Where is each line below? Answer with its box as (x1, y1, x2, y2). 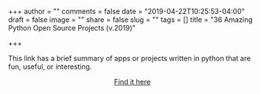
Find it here (113, 78, 151, 86)
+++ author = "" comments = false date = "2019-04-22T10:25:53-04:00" (8, 7, 246, 16)
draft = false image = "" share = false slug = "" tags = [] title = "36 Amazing (8, 15, 254, 24)
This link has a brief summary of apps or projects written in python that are (8, 54, 251, 63)
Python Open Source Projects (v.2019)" (8, 23, 136, 32)
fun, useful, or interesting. (8, 62, 92, 71)
